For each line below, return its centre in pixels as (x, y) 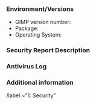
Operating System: (38, 35)
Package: (27, 28)
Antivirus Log (27, 67)
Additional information (40, 83)
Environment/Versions (40, 9)
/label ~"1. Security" (31, 95)
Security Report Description (48, 50)
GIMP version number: (43, 22)
